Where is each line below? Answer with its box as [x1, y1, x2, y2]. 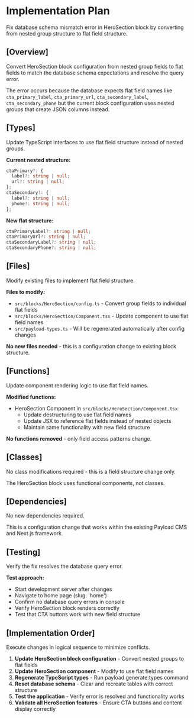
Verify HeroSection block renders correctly [14, 604, 120, 612]
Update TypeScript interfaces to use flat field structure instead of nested [6, 138, 183, 145]
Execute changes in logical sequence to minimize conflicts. [6, 643, 150, 651]
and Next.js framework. [6, 530, 63, 537]
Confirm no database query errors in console [14, 599, 125, 606]
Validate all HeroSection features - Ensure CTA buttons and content [14, 699, 182, 706]
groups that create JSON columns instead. [6, 105, 110, 113]
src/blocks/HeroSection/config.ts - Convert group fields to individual [14, 300, 186, 307]
